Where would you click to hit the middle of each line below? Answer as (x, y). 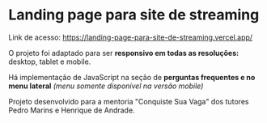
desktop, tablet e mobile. (50, 61)
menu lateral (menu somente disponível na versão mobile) (106, 86)
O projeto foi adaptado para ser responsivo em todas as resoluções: (124, 53)
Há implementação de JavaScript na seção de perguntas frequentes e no (132, 77)
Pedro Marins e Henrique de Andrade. (72, 110)
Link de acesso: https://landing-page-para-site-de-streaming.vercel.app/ (131, 37)
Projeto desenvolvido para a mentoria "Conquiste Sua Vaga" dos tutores (129, 101)
